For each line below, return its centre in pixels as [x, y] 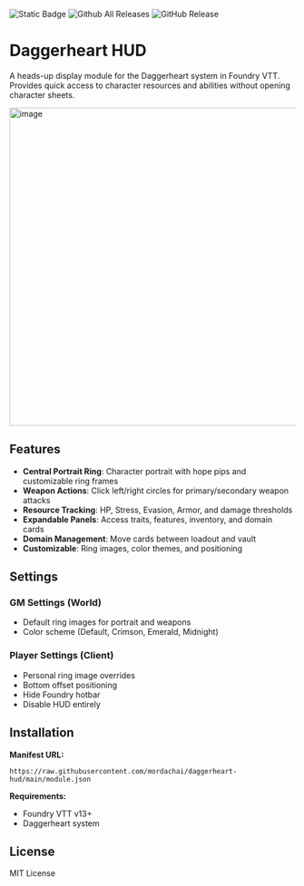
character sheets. [42, 94]
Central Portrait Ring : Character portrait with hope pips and [134, 471]
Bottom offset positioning [70, 685]
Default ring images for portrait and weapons [107, 622]
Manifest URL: [37, 755]
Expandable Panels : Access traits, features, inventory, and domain [147, 519]
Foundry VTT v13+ [57, 813]
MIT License [33, 873]
